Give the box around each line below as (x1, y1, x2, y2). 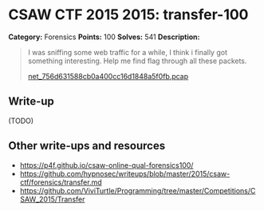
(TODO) (8, 116, 34, 125)
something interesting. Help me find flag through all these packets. (27, 56, 247, 66)
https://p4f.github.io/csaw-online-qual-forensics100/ (19, 160, 194, 169)
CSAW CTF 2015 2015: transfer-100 (8, 6, 249, 24)
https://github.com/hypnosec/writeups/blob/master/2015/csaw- (19, 169, 231, 178)
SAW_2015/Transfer (19, 194, 85, 204)
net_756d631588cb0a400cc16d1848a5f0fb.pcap (27, 71, 189, 81)
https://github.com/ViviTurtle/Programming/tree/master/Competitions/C (19, 185, 256, 195)
